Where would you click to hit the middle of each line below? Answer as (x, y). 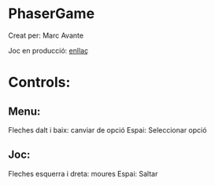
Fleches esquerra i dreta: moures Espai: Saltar (83, 173)
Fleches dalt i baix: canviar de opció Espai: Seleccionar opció (107, 129)
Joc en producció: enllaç (48, 50)
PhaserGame (52, 14)
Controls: (39, 82)
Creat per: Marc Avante (46, 35)
